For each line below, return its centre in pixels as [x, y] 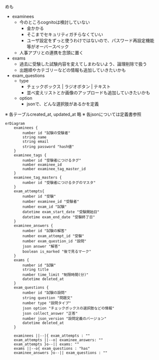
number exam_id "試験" [45, 207]
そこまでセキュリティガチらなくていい [65, 34]
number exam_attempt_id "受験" [53, 236]
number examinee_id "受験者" [51, 201]
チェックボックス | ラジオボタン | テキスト [69, 87]
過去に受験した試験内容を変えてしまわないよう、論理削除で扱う [83, 64]
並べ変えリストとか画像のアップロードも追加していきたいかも [88, 93]
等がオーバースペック [48, 47]
